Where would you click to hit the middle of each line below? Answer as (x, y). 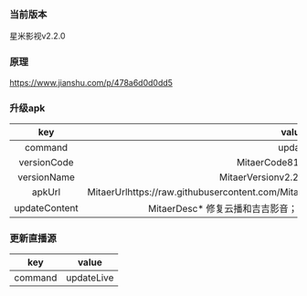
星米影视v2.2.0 (37, 36)
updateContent (47, 207)
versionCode (47, 162)
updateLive (90, 278)
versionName (47, 177)
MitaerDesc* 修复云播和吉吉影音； (223, 208)
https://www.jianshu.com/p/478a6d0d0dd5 (91, 82)
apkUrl (46, 192)
